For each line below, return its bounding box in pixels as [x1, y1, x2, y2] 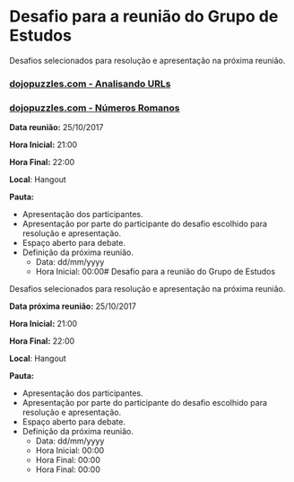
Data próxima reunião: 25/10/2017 [9, 301, 137, 311]
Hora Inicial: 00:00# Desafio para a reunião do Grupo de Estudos [35, 267, 276, 277]
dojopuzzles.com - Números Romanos [9, 101, 180, 114]
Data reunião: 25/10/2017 [9, 122, 104, 133]
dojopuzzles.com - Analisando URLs [9, 77, 171, 90]
